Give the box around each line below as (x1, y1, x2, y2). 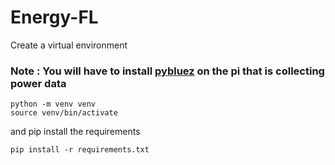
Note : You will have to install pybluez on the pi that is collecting (10, 64, 325, 78)
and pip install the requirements (10, 126, 141, 138)
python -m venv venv (10, 99, 97, 110)
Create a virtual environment (10, 39, 128, 51)
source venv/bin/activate (10, 108, 118, 118)
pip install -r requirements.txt (10, 145, 150, 155)
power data (10, 76, 67, 90)
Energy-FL (10, 6, 99, 29)
